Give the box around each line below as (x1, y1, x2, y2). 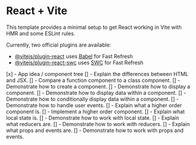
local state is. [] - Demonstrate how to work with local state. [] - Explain (6, 114, 179, 121)
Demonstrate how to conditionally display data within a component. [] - (6, 95, 179, 103)
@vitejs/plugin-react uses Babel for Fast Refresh (14, 52, 133, 60)
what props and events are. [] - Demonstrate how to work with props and (6, 127, 184, 134)
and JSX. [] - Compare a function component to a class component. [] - (6, 77, 181, 84)
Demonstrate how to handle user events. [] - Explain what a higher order (6, 101, 182, 108)
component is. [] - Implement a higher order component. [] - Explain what (6, 108, 185, 115)
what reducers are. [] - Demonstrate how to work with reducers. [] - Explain (6, 120, 190, 127)
